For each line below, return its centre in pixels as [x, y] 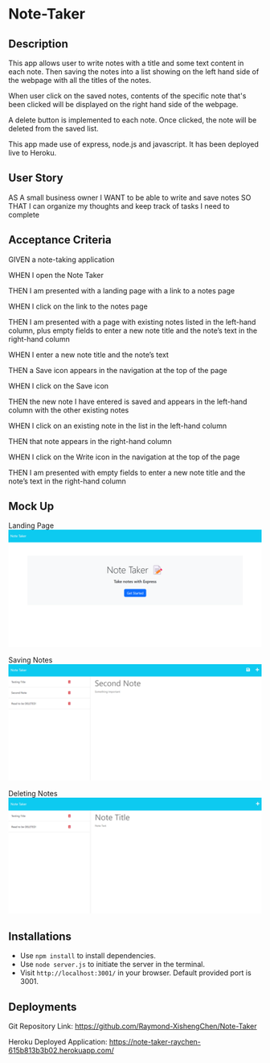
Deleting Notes [33, 794]
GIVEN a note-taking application [61, 260]
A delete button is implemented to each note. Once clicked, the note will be [133, 120]
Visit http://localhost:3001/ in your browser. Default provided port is [135, 973]
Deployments [43, 1007]
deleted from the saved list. [53, 129]
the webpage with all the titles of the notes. [80, 80]
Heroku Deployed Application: [58, 1042]
